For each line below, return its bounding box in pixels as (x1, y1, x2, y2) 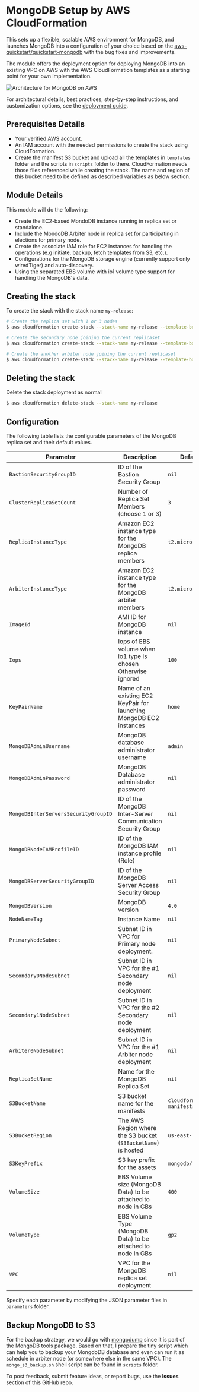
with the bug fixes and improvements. (84, 48, 176, 55)
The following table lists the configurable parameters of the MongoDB (6, 433, 176, 440)
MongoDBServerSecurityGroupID (9, 878, 95, 885)
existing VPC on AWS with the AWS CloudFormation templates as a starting (6, 66, 190, 73)
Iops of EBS (118, 637, 150, 646)
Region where (118, 1124, 157, 1132)
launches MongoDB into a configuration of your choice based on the (6, 42, 174, 49)
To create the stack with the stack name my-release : (6, 307, 133, 314)
